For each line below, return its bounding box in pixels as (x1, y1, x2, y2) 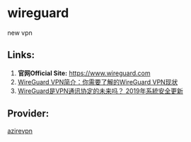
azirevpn (7, 126, 33, 135)
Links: (7, 49, 35, 61)
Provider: (7, 108, 50, 120)
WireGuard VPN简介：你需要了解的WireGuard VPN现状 (17, 77, 178, 86)
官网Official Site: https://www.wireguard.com (17, 69, 151, 77)
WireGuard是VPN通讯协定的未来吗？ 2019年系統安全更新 (17, 87, 184, 95)
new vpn (7, 28, 33, 37)
